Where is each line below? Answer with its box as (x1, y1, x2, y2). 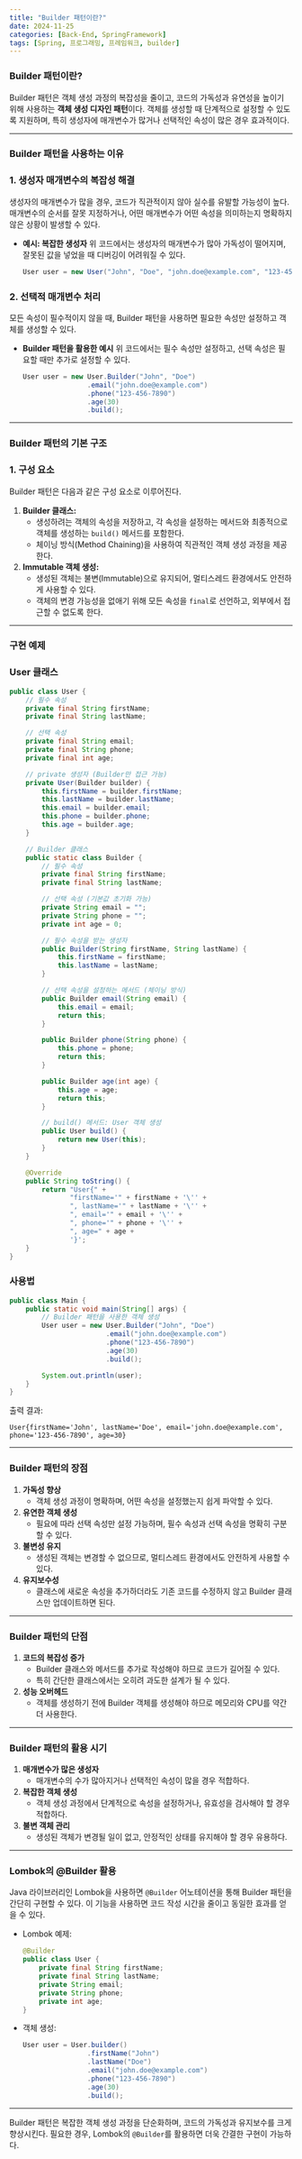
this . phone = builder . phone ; (41, 812, 151, 821)
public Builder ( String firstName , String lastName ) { (41, 944, 247, 954)
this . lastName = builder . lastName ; (41, 795, 175, 804)
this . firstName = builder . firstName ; (41, 786, 182, 796)
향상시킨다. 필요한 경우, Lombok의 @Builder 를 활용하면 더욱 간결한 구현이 (9, 2128, 268, 2139)
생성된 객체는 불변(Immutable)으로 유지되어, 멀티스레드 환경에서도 (35, 572, 268, 583)
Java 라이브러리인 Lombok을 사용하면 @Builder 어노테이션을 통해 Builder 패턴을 (9, 1887, 292, 1898)
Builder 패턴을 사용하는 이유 (9, 148, 124, 160)
